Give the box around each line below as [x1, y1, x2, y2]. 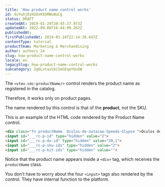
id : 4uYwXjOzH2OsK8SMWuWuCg [5, 12, 63, 17]
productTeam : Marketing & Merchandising [5, 44, 89, 49]
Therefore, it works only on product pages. [5, 95, 92, 101]
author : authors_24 [5, 48, 45, 53]
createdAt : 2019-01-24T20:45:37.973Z [5, 21, 82, 26]
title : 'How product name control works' [5, 7, 91, 12]
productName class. [5, 161, 43, 168]
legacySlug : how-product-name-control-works [5, 62, 98, 67]
